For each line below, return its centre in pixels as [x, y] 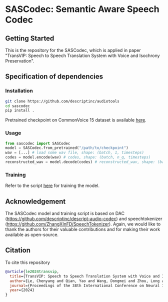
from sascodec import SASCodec [38, 143]
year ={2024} [22, 290]
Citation [18, 250]
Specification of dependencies [54, 77]
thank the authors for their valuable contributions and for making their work [83, 229]
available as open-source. [32, 235]
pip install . [20, 110]
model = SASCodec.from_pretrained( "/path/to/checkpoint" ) [67, 148]
